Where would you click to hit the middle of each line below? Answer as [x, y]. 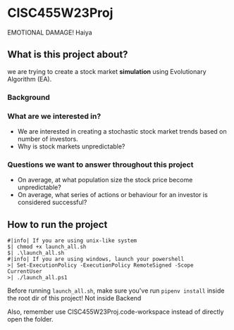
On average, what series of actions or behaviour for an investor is [112, 195]
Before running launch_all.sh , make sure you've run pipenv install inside [116, 291]
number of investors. [48, 139]
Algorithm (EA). [30, 79]
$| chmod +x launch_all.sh [47, 247]
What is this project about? [68, 55]
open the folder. [31, 319]
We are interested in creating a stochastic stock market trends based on [122, 131]
